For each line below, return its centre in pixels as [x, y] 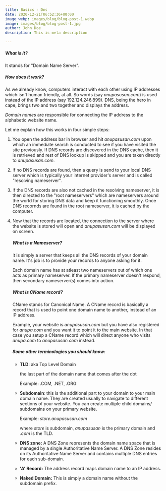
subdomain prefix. [38, 483]
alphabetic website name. [31, 120]
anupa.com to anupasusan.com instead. [54, 340]
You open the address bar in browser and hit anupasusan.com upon [82, 139]
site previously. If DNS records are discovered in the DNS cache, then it [85, 150]
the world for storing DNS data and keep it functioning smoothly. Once [84, 200]
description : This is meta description [46, 33]
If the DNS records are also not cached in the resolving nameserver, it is [86, 190]
